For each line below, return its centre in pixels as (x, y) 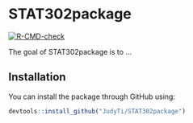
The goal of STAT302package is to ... (70, 51)
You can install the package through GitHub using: (92, 96)
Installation (37, 77)
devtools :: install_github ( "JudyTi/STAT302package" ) (97, 111)
